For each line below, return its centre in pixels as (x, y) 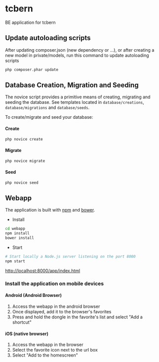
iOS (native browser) (27, 334)
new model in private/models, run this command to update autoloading (77, 55)
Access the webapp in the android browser (56, 306)
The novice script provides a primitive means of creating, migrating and (78, 97)
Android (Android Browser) (34, 295)
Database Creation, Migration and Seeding (72, 85)
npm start (15, 261)
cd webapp (15, 229)
